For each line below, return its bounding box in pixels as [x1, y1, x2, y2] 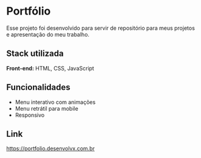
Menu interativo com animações [15, 98, 96, 106]
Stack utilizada [6, 49, 64, 59]
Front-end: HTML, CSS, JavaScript [6, 64, 94, 72]
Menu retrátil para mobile [15, 105, 79, 112]
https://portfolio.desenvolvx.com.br [6, 145, 95, 153]
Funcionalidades [6, 82, 71, 92]
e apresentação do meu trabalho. [6, 30, 90, 38]
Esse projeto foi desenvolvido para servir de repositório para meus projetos [6, 24, 196, 32]
